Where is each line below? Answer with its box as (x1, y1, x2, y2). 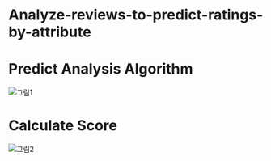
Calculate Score (8, 117, 117, 135)
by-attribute (8, 23, 91, 41)
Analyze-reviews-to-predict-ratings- (8, 6, 264, 24)
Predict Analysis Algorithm (8, 60, 193, 78)
